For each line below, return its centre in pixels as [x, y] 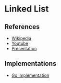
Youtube [20, 43]
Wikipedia [21, 38]
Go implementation [30, 75]
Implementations [30, 64]
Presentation [24, 48]
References [22, 27]
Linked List [27, 9]
